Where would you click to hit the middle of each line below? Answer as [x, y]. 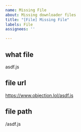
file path [19, 112]
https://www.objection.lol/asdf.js [39, 95]
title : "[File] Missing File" [37, 20]
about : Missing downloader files [41, 15]
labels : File [19, 24]
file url [16, 83]
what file [20, 54]
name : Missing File [26, 10]
